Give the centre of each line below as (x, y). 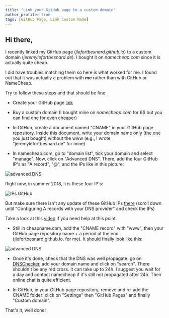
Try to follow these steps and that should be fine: (56, 93)
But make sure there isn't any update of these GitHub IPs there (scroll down (83, 203)
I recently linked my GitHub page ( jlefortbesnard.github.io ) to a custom (78, 52)
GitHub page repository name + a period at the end (66, 234)
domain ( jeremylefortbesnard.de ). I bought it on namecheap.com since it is (83, 57)
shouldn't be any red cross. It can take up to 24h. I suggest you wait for (87, 269)
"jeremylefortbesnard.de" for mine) (49, 144)
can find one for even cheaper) (45, 118)
